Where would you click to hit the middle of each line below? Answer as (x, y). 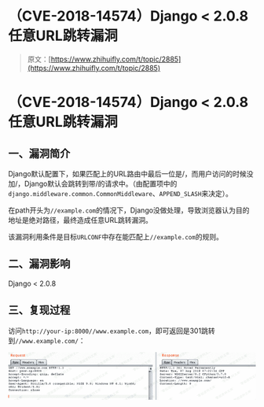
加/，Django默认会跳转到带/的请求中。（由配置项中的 (93, 183)
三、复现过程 (39, 311)
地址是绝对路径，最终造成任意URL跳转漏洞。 (81, 220)
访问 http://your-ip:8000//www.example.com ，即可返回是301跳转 (112, 331)
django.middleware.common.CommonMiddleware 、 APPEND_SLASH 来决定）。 (121, 193)
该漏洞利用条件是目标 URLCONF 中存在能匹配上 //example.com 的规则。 (116, 236)
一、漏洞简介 (39, 153)
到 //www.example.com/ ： (47, 340)
